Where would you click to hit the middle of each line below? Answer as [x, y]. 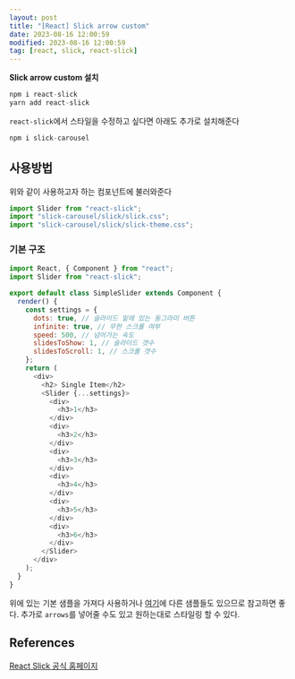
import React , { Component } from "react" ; [92, 269]
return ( [42, 368]
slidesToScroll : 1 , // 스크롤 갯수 [94, 352]
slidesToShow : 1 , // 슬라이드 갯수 [93, 343]
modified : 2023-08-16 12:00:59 [67, 43]
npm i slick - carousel [50, 138]
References [42, 643]
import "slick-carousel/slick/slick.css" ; [89, 217]
